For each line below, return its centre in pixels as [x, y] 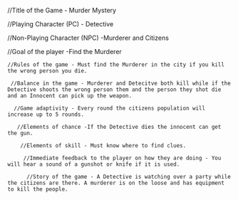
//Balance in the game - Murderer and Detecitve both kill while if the [121, 83]
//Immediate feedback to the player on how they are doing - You [122, 158]
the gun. [20, 133]
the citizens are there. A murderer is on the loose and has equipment [116, 183]
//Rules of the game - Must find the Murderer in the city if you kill [116, 65]
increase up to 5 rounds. [46, 115]
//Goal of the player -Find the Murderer [65, 52]
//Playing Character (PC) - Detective [61, 24]
